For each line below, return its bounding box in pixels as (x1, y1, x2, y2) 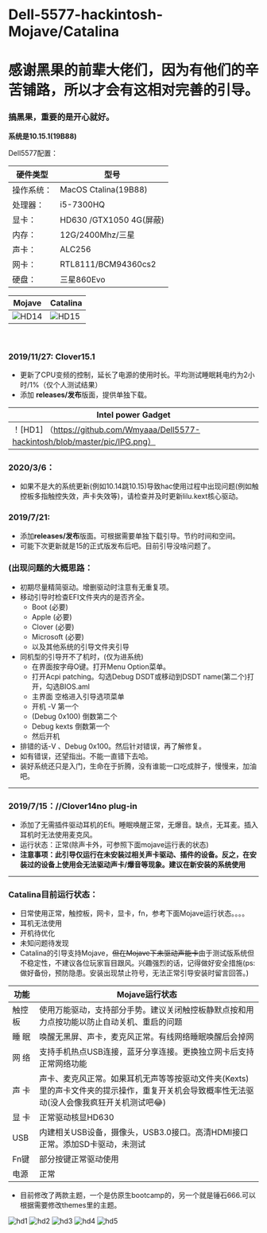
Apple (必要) (31, 612, 73, 621)
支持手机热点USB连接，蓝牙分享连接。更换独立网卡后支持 (39, 1046, 254, 1057)
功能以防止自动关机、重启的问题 (63, 1017, 183, 1028)
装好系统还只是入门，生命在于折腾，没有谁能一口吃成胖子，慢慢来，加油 (19, 761, 257, 771)
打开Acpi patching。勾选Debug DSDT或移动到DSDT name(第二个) (31, 671, 248, 681)
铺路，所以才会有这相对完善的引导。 (22, 81, 260, 99)
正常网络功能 (39, 1058, 87, 1069)
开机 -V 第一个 (31, 702, 79, 711)
